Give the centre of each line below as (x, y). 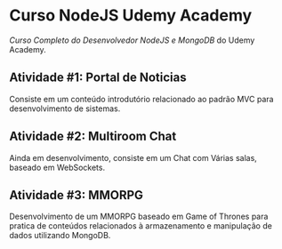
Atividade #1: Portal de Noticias (98, 78)
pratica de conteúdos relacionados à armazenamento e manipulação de (141, 226)
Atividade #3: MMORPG (77, 195)
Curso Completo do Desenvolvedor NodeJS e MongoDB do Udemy (132, 40)
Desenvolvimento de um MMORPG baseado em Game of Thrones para (139, 217)
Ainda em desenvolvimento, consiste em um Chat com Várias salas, (133, 157)
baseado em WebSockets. (57, 167)
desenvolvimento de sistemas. (65, 108)
